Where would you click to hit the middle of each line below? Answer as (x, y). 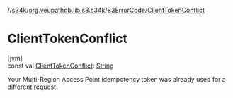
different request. (33, 87)
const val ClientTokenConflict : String (61, 66)
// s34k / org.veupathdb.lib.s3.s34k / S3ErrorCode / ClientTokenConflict (106, 10)
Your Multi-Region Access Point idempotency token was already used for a (117, 79)
